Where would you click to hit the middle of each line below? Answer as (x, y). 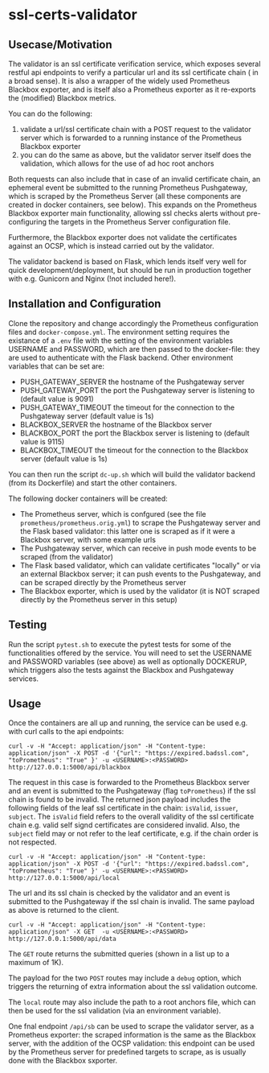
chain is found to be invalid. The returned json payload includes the (120, 799)
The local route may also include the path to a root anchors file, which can (132, 1002)
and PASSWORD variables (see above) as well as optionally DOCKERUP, (128, 661)
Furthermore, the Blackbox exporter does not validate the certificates (123, 237)
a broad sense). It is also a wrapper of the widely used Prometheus (119, 81)
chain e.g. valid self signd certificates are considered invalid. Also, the (124, 825)
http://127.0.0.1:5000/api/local (64, 878)
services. (23, 679)
